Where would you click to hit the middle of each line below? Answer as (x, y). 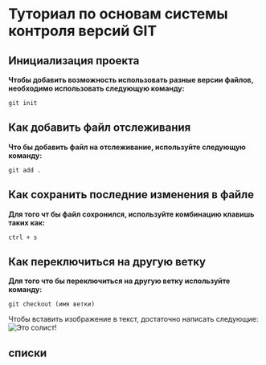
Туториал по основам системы (118, 14)
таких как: (27, 222)
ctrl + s (23, 237)
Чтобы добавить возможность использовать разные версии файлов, (131, 80)
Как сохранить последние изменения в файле (131, 195)
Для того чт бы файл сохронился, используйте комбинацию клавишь (131, 214)
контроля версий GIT (83, 31)
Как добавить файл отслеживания (100, 128)
